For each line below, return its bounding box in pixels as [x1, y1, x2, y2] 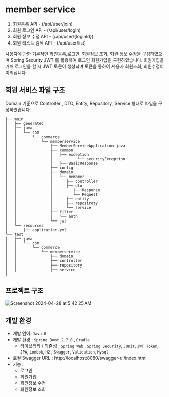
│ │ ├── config [5, 165, 73, 170]
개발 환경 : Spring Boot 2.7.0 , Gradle [12, 337, 90, 343]
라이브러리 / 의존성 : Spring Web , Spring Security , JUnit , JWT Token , [20, 343, 159, 349]
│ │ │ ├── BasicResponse [5, 161, 98, 166]
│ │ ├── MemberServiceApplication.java [5, 143, 125, 148]
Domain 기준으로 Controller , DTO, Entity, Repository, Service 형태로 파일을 [5, 100, 157, 106]
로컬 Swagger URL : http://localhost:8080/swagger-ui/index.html [12, 355, 147, 361]
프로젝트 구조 [5, 287, 44, 295]
